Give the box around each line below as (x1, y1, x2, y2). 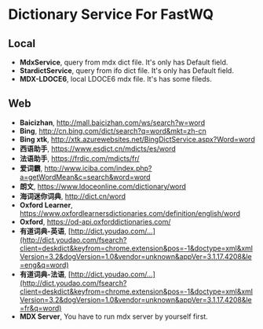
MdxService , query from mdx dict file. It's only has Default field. (19, 57, 228, 67)
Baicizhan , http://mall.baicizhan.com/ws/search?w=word (19, 118, 206, 127)
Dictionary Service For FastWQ (8, 5, 214, 24)
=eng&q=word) (19, 260, 69, 269)
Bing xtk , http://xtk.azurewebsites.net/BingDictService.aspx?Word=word (19, 134, 255, 144)
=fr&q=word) (19, 303, 62, 313)
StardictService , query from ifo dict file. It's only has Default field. (19, 66, 234, 75)
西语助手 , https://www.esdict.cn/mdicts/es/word (19, 144, 177, 153)
